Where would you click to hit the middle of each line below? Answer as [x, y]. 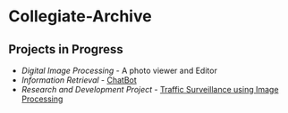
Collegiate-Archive [80, 16]
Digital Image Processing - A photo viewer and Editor [119, 70]
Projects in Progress [66, 49]
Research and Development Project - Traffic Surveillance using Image [150, 89]
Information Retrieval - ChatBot [79, 80]
